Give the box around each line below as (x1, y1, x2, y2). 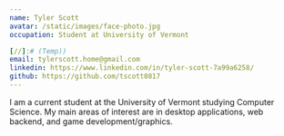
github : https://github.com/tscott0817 (9, 72, 161, 82)
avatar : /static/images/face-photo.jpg (9, 22, 161, 31)
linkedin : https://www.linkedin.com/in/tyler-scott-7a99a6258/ (9, 63, 255, 73)
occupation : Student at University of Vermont (9, 30, 189, 39)
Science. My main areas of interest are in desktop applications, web (9, 106, 264, 117)
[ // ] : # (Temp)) (9, 46, 67, 55)
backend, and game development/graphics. (9, 115, 173, 127)
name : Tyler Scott (9, 13, 79, 23)
